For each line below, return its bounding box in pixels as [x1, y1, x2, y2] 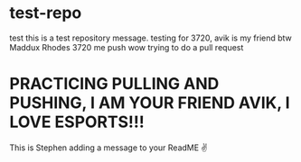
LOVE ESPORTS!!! [9, 112, 145, 132]
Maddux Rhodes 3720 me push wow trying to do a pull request [9, 41, 244, 52]
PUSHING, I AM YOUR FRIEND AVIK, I [9, 93, 291, 113]
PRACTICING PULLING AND [9, 74, 220, 94]
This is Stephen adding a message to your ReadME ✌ [9, 142, 208, 153]
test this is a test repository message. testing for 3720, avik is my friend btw [9, 32, 292, 43]
